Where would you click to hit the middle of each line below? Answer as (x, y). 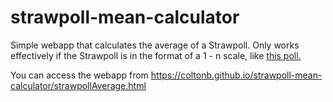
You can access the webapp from (79, 75)
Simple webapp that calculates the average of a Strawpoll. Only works (155, 45)
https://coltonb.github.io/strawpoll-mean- (236, 75)
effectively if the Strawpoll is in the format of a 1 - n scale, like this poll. (156, 55)
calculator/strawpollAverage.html (78, 85)
